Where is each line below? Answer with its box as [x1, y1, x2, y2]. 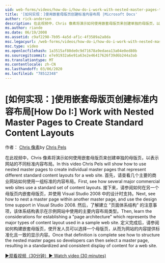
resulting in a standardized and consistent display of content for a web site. [5, 242, 158, 248]
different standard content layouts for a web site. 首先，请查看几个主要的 [5, 172, 152, 178]
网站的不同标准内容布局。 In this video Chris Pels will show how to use [5, 161, 146, 167]
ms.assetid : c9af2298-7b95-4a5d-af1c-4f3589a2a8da [5, 35, 111, 40]
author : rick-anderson [5, 16, 52, 21]
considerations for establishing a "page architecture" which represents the [5, 213, 156, 219]
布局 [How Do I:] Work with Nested [14, 106, 154, 117]
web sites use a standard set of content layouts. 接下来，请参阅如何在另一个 [5, 184, 160, 190]
